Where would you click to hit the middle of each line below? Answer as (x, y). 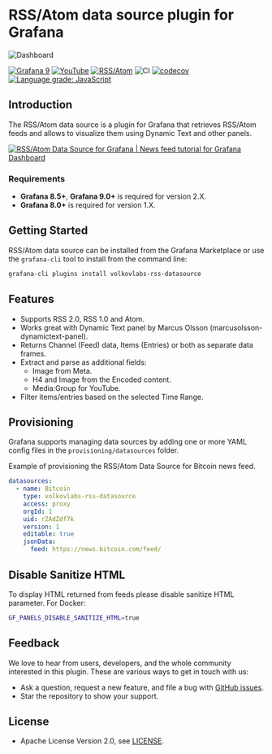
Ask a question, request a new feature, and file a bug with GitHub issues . (142, 687)
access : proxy (47, 504)
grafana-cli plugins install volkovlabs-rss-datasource (105, 274)
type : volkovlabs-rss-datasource (80, 497)
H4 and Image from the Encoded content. (102, 379)
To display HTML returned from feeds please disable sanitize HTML (121, 594)
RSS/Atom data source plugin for (121, 15)
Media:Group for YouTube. (76, 388)
